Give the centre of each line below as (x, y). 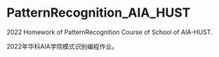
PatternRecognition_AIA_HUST (99, 13)
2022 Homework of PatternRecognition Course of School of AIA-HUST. (109, 32)
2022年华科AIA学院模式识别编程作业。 (62, 46)
